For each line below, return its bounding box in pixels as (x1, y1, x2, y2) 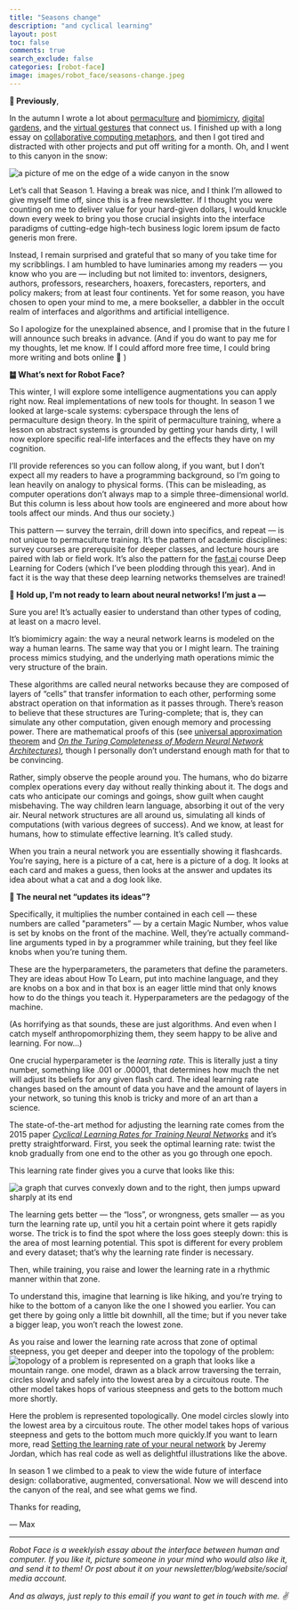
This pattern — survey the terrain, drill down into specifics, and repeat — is (9, 524, 285, 535)
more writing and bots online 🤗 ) (9, 352, 127, 362)
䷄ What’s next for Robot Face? (9, 368, 125, 379)
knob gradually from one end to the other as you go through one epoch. (9, 1147, 273, 1158)
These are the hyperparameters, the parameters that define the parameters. (9, 963, 288, 975)
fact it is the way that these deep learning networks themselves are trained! (9, 571, 287, 583)
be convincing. (9, 754, 64, 765)
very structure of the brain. (9, 661, 109, 672)
